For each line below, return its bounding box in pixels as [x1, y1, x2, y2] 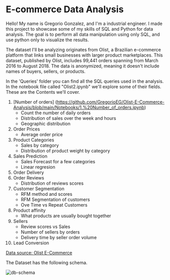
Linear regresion [20, 164, 55, 170]
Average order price [20, 131, 63, 137]
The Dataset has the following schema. [6, 259, 88, 266]
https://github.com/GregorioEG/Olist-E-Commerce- [56, 98, 165, 105]
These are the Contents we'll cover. [6, 89, 80, 95]
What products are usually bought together [20, 213, 111, 219]
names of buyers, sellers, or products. [6, 68, 86, 74]
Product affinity [13, 207, 46, 213]
